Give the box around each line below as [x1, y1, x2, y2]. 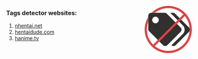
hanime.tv [14, 35, 39, 42]
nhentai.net [14, 22, 42, 29]
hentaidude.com [14, 28, 55, 35]
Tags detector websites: [6, 9, 77, 17]
